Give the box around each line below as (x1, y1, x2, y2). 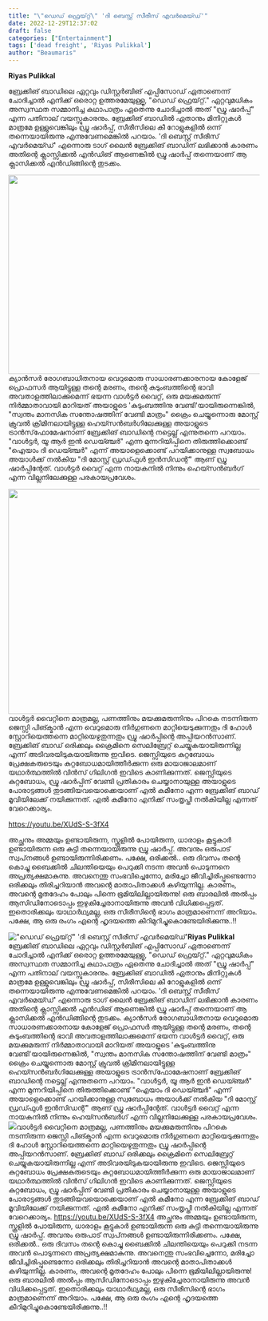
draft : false (8, 26, 52, 34)
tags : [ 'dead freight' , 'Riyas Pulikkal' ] (8, 42, 152, 50)
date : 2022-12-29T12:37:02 (8, 19, 98, 27)
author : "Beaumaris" (8, 49, 77, 57)
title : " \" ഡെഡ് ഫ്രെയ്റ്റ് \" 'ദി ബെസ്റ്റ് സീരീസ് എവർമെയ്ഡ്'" (8, 11, 209, 20)
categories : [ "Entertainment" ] (8, 34, 112, 42)
